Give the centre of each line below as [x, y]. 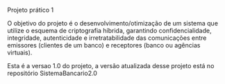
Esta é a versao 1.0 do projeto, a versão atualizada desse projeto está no [111, 66]
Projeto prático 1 [31, 10]
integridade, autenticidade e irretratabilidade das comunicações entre [107, 38]
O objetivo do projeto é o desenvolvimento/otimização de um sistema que [113, 23]
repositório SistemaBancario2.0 [52, 73]
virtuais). [20, 52]
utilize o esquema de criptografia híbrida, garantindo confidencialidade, [109, 31]
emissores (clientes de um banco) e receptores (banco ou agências [104, 45]
